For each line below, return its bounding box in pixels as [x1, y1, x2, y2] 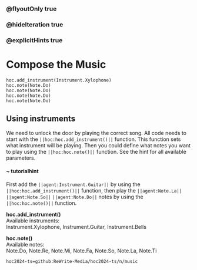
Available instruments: [6, 217, 60, 224]
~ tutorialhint [6, 168, 39, 175]
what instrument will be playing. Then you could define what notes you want [6, 141, 191, 148]
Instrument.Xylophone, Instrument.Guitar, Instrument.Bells [6, 223, 147, 230]
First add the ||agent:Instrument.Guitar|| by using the [6, 181, 141, 188]
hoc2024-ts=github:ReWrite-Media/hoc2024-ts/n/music [6, 258, 138, 264]
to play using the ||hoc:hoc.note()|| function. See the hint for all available [6, 148, 186, 155]
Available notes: [6, 241, 45, 248]
